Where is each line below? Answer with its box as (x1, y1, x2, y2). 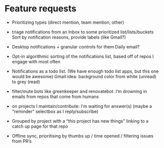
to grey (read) (11, 79, 40, 85)
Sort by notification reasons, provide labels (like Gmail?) (11, 34, 126, 40)
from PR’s (11, 138, 32, 144)
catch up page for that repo (11, 123, 68, 129)
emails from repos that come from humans (11, 94, 99, 99)
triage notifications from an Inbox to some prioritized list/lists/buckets (11, 29, 154, 35)
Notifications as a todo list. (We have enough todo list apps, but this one (11, 68, 159, 74)
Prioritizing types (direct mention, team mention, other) (11, 19, 124, 25)
